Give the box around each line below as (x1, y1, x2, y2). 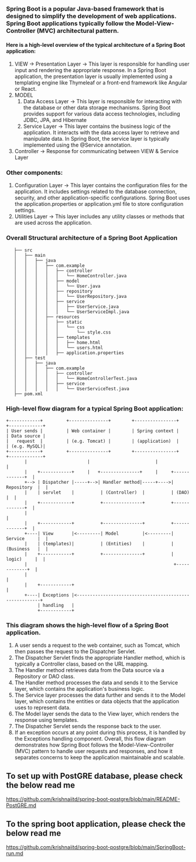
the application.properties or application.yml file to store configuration (14, 201, 184, 208)
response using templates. (14, 717, 79, 724)
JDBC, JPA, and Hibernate (23, 117, 87, 124)
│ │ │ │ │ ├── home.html (13, 340, 101, 345)
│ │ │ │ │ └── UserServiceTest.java (13, 386, 130, 392)
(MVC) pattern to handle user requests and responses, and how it (14, 748, 173, 755)
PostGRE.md (6, 802, 36, 809)
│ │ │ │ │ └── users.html (13, 345, 104, 351)
